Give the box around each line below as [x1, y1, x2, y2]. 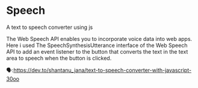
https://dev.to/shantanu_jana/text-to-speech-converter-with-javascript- [13, 66, 191, 74]
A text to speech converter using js [6, 24, 93, 31]
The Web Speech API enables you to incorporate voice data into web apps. [6, 35, 193, 42]
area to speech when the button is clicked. [6, 54, 112, 61]
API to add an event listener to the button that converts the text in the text [6, 48, 188, 55]
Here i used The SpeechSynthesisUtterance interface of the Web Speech [6, 42, 188, 49]
